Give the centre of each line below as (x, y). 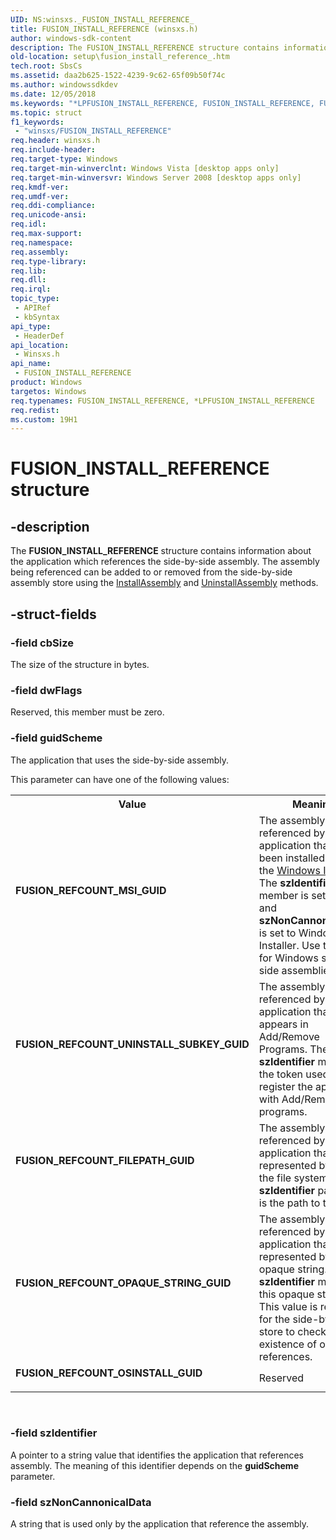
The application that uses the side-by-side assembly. (119, 760)
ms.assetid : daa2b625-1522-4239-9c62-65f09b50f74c (118, 76)
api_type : (31, 326)
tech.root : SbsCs (46, 66)
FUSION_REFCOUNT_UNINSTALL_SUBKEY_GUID (132, 1044)
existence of (287, 1344)
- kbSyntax (37, 317)
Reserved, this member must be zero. (87, 712)
